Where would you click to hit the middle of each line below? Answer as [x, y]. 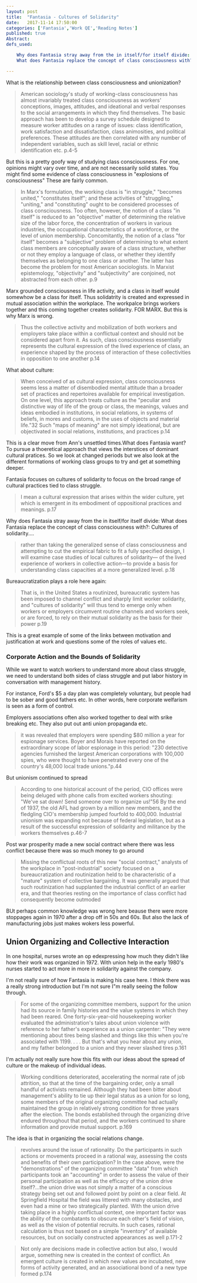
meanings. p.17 [38, 509]
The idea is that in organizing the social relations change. [75, 1138]
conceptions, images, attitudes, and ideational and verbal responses [103, 106]
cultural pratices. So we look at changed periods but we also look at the [93, 455]
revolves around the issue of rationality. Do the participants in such [101, 1149]
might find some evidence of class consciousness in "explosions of [87, 174]
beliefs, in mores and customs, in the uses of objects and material [100, 419]
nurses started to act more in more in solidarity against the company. [89, 969]
